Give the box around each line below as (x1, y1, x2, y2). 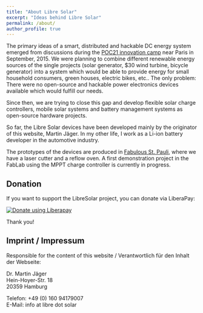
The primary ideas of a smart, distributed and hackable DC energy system (6, 42, 191, 50)
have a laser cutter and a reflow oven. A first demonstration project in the (6, 155, 189, 162)
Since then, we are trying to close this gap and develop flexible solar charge (6, 99, 196, 107)
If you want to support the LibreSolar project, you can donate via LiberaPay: (6, 195, 195, 202)
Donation (6, 179, 42, 189)
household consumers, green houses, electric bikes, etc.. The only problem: (6, 74, 196, 82)
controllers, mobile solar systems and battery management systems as (6, 105, 183, 113)
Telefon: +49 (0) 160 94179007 (6, 294, 84, 301)
